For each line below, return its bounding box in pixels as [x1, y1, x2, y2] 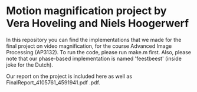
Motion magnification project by [6, 4, 167, 18]
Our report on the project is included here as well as [6, 73, 133, 80]
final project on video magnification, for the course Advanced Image [6, 42, 172, 50]
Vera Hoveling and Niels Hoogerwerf [6, 17, 189, 30]
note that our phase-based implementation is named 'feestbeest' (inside [6, 55, 182, 62]
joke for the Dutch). [6, 61, 53, 68]
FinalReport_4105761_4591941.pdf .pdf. [6, 78, 100, 86]
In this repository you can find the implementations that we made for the [6, 36, 182, 43]
